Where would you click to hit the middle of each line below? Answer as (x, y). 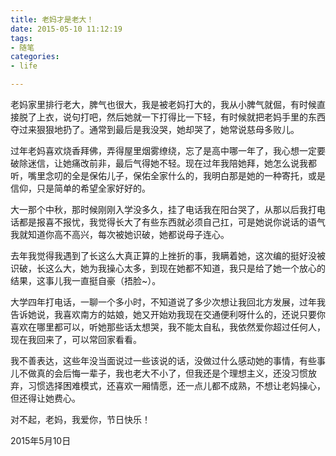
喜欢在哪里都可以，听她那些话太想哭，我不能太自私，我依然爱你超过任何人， (168, 327)
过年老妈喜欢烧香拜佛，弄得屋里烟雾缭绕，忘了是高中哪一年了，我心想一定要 (168, 150)
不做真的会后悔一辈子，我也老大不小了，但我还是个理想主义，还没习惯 (163, 373)
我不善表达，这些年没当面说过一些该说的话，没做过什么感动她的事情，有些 (163, 360)
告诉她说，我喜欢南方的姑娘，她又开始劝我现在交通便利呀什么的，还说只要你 (168, 314)
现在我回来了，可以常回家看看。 (76, 339)
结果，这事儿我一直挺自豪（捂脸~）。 (86, 280)
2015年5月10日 (41, 440)
